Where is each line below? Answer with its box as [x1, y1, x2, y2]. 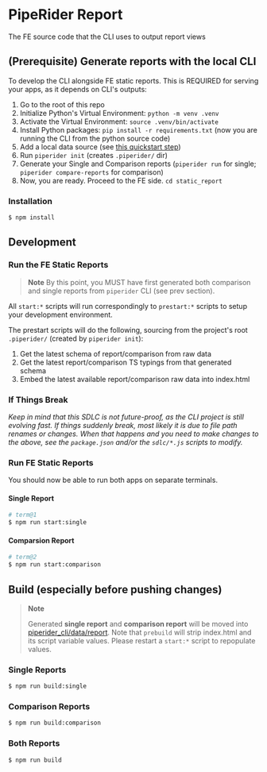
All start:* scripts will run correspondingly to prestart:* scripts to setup [8, 301, 248, 311]
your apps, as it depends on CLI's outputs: [8, 84, 147, 94]
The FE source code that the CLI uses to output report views [8, 32, 207, 41]
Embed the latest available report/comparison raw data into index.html [19, 374, 250, 384]
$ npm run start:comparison [8, 561, 102, 569]
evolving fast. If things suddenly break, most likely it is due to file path [8, 420, 238, 430]
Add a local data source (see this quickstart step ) [19, 141, 181, 152]
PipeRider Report [8, 6, 123, 24]
